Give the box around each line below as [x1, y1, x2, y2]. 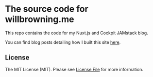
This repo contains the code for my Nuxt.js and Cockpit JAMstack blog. [5, 30, 148, 36]
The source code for [5, 3, 88, 15]
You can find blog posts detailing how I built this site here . [5, 39, 121, 45]
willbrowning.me [5, 14, 74, 25]
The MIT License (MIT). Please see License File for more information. [5, 66, 143, 72]
